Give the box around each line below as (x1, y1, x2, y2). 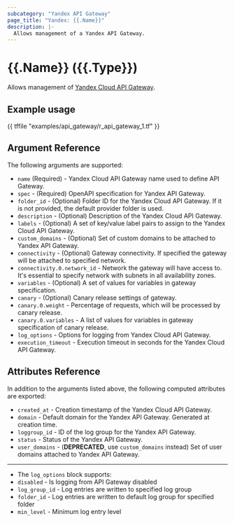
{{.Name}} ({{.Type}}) (7, 60, 138, 76)
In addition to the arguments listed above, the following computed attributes (7, 384, 226, 393)
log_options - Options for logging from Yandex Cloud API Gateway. (17, 330, 211, 339)
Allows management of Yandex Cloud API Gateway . (7, 83, 155, 92)
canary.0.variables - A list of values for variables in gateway (17, 316, 194, 324)
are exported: (7, 391, 47, 400)
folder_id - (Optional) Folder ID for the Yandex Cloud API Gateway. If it (17, 197, 222, 205)
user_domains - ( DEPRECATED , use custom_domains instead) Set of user (17, 442, 222, 451)
